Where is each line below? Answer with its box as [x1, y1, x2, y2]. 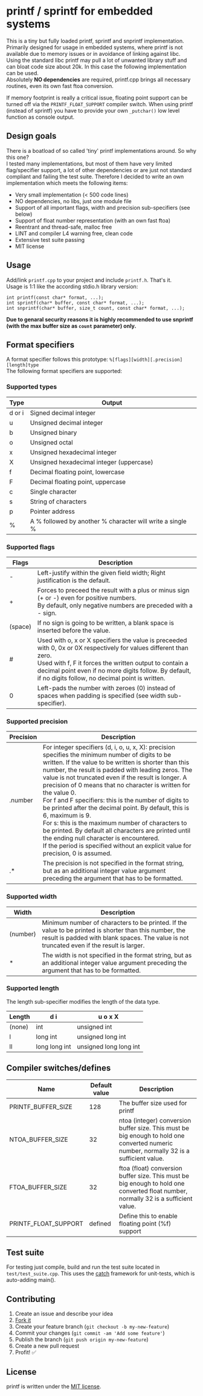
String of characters [30, 497, 87, 506]
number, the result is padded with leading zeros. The [42, 766, 193, 774]
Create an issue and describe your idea [14, 1310, 114, 1317]
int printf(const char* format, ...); [6, 294, 104, 301]
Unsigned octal [30, 438, 74, 446]
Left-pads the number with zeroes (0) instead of [37, 683, 176, 692]
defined [89, 1219, 112, 1227]
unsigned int [77, 1022, 112, 1031]
